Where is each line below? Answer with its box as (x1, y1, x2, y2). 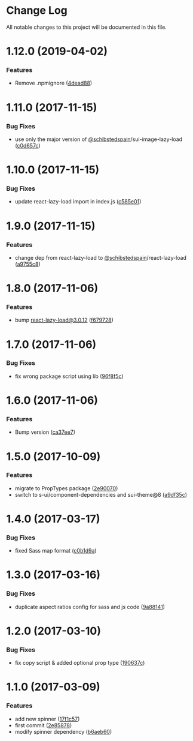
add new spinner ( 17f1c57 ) (14, 715, 80, 722)
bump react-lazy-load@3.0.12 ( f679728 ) (14, 316, 114, 324)
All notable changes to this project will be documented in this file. (6, 23, 167, 31)
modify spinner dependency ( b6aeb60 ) (14, 728, 112, 735)
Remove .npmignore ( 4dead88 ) (14, 79, 93, 87)
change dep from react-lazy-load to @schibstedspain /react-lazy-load (14, 254, 187, 261)
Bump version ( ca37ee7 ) (14, 428, 76, 436)
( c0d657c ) (14, 142, 41, 149)
